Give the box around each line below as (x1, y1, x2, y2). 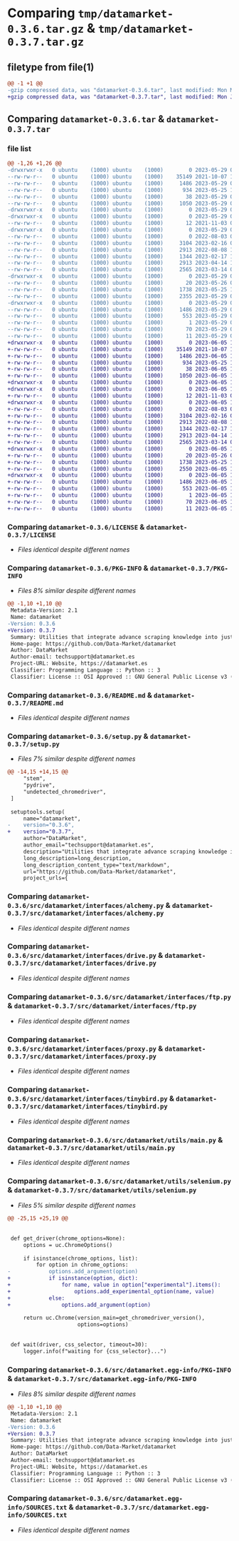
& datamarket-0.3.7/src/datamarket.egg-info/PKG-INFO (7, 1373, 197, 1383)
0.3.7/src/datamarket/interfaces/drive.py (7, 959, 156, 968)
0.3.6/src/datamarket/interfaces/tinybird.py (7, 1095, 169, 1103)
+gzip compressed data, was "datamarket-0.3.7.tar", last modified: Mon (7, 93, 228, 101)
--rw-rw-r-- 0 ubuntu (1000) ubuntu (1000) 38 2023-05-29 (7, 193, 228, 201)
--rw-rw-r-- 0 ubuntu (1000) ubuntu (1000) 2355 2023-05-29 (7, 293, 228, 300)
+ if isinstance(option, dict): (7, 1275, 139, 1282)
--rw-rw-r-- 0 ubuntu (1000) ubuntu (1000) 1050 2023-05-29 (7, 200, 228, 207)
